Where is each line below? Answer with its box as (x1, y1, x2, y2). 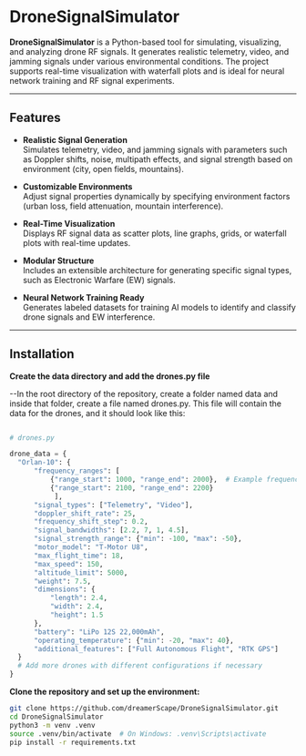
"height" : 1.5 (49, 610, 104, 620)
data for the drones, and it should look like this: (9, 407, 186, 418)
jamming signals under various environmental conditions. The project (9, 56, 270, 66)
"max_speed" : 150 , (33, 559, 104, 568)
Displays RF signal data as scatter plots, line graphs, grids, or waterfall (22, 228, 287, 239)
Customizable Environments (22, 180, 133, 192)
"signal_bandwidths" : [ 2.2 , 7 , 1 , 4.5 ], (33, 526, 189, 535)
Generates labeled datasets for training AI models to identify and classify (22, 301, 296, 312)
